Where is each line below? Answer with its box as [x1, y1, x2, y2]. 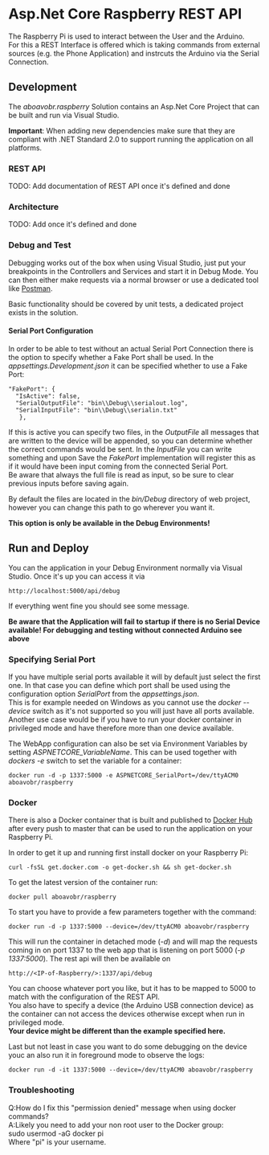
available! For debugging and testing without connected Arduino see [8, 625, 243, 635]
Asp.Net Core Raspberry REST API [8, 5, 243, 23]
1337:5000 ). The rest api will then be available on [8, 954, 171, 964]
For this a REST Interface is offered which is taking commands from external [8, 39, 261, 49]
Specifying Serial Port [8, 653, 96, 665]
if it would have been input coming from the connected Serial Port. [8, 461, 229, 471]
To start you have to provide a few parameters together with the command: [8, 907, 257, 917]
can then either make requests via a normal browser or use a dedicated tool [8, 275, 259, 285]
